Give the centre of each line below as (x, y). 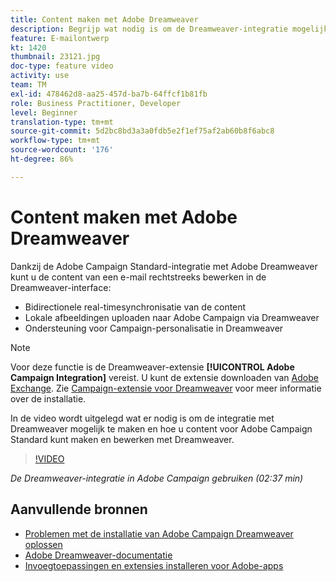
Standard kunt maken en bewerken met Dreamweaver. (122, 439)
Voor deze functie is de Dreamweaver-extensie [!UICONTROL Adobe (152, 367)
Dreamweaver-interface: (61, 287)
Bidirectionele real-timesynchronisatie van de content (135, 307)
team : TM (28, 85)
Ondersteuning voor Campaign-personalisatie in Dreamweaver (154, 328)
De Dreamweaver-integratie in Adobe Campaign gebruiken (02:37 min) (157, 478)
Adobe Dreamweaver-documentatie (98, 555)
